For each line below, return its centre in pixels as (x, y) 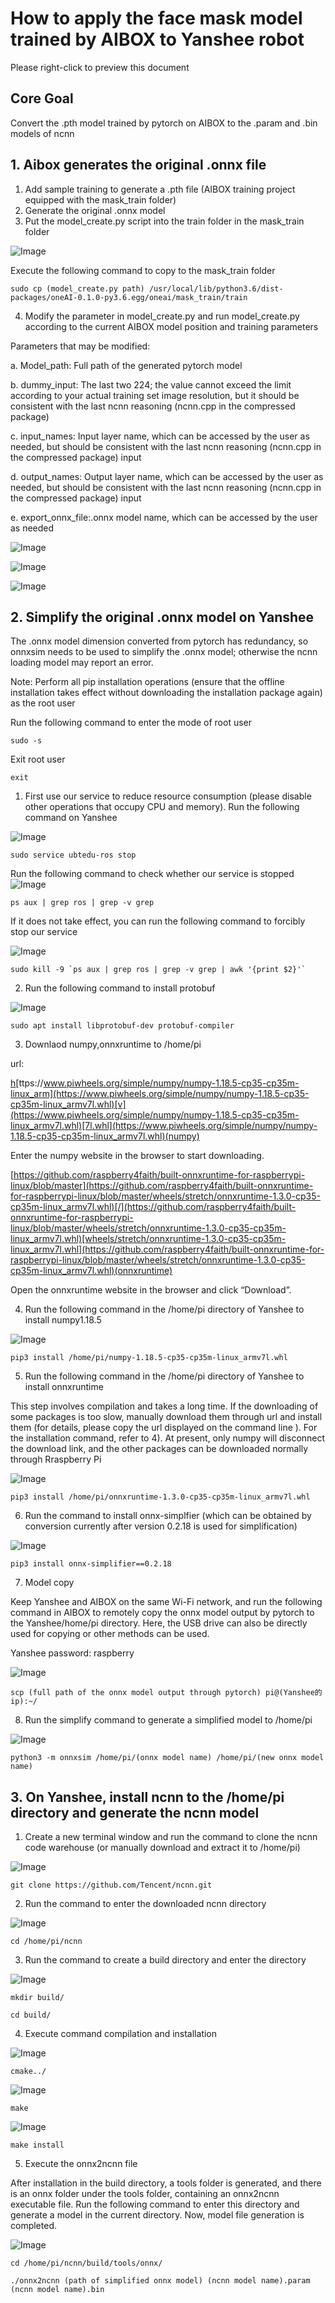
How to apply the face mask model (156, 18)
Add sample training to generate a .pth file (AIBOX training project (160, 189)
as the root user (43, 703)
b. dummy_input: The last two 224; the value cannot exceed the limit (151, 384)
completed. (33, 2226)
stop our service (44, 932)
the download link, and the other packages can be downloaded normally (159, 1449)
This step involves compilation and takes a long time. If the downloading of (164, 1406)
